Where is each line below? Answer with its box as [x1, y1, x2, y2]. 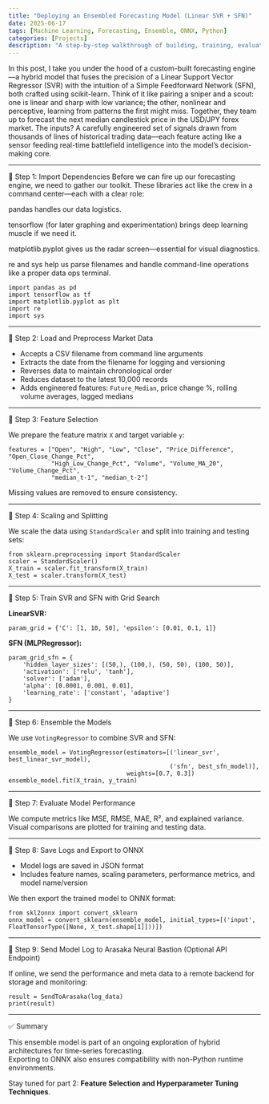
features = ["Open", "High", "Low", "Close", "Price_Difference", [8, 446, 235, 454]
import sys [8, 312, 45, 320]
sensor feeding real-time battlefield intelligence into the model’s [8, 140, 219, 150]
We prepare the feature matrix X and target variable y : [8, 430, 185, 440]
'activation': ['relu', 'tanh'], [22, 668, 134, 676]
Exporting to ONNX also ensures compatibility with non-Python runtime [8, 1054, 244, 1064]
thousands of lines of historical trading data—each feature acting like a [8, 132, 242, 141]
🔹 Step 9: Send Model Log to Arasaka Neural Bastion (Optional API [8, 944, 228, 955]
